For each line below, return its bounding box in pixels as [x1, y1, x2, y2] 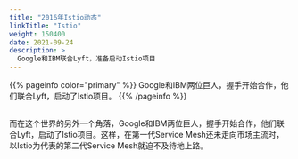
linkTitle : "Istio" [9, 21, 82, 30]
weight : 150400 [9, 29, 66, 38]
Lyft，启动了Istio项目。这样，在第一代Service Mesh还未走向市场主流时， [16, 130, 285, 140]
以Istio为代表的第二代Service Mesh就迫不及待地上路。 [9, 140, 208, 151]
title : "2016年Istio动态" [9, 12, 102, 22]
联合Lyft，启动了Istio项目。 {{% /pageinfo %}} [16, 91, 187, 101]
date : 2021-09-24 [9, 37, 74, 47]
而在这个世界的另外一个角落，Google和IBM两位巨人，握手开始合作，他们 [9, 118, 277, 129]
